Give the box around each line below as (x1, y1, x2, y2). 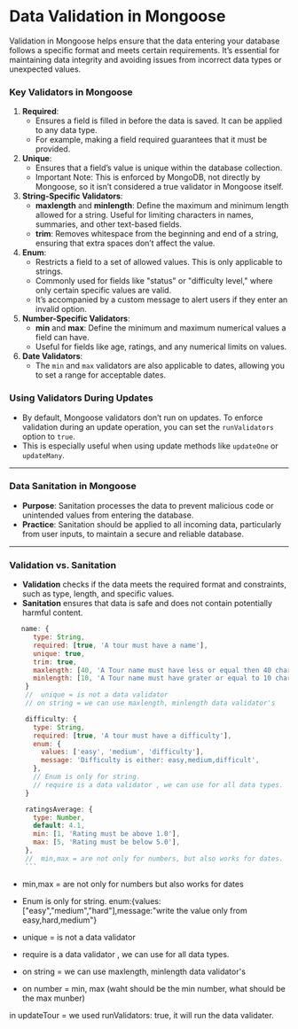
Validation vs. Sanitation (9, 558, 117, 571)
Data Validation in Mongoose (9, 6, 226, 27)
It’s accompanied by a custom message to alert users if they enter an (35, 294, 288, 305)
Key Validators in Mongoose (9, 86, 133, 98)
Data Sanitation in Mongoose (9, 480, 137, 493)
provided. (35, 144, 71, 154)
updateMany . (21, 449, 65, 460)
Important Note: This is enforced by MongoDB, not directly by (35, 172, 261, 183)
